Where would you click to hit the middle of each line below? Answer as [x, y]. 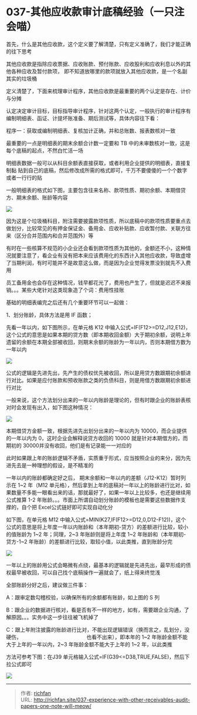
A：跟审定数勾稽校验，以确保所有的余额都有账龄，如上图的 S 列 [83, 597]
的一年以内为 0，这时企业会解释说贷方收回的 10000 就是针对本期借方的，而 [97, 438]
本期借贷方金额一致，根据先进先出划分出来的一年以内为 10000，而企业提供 [96, 431]
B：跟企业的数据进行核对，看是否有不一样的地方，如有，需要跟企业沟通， [95, 610]
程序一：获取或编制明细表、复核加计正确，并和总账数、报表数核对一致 [91, 130]
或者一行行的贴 [24, 177]
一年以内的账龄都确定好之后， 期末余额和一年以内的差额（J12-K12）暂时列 [96, 478]
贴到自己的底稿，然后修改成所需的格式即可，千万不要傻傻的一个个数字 [102, 170]
